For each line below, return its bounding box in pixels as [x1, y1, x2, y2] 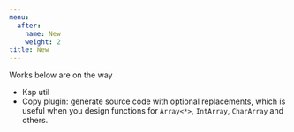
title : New [9, 46, 49, 55]
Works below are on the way [9, 70, 113, 80]
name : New [25, 29, 62, 38]
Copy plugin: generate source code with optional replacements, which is [21, 96, 286, 106]
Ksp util [21, 87, 50, 98]
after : [17, 21, 41, 30]
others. [21, 115, 49, 126]
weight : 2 [25, 37, 62, 47]
